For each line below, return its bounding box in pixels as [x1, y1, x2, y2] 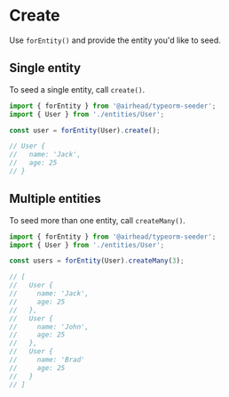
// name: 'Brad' [9, 355, 86, 365]
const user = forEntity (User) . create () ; [9, 126, 162, 134]
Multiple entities [9, 191, 102, 207]
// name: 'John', [9, 322, 90, 331]
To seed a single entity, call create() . [9, 84, 145, 94]
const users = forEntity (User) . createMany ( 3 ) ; [9, 256, 185, 265]
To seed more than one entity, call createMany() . [9, 215, 186, 225]
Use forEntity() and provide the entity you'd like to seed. [9, 35, 222, 45]
